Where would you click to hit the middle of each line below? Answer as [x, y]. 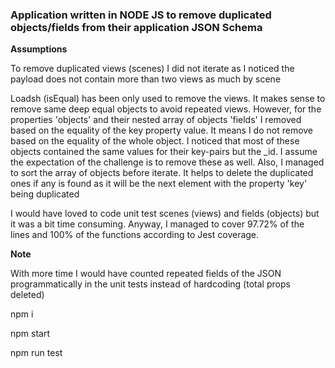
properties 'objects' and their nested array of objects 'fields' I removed [156, 120]
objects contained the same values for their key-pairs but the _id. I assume [164, 152]
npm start [30, 334]
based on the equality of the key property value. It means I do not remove [162, 130]
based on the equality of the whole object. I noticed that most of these [155, 141]
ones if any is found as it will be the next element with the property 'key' [159, 184]
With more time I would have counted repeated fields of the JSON [146, 274]
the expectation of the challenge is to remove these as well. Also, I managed [167, 162]
